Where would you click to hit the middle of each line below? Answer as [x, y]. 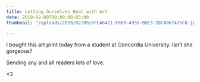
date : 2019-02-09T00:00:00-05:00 [48, 17]
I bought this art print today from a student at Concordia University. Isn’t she [99, 45]
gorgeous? [19, 51]
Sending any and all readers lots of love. [56, 62]
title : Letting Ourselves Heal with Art [57, 12]
